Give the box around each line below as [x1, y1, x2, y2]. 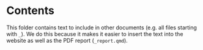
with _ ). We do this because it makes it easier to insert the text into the [6, 30, 183, 37]
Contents [6, 4, 55, 18]
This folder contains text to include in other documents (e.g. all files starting [6, 24, 197, 31]
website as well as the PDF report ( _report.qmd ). [6, 37, 128, 44]
